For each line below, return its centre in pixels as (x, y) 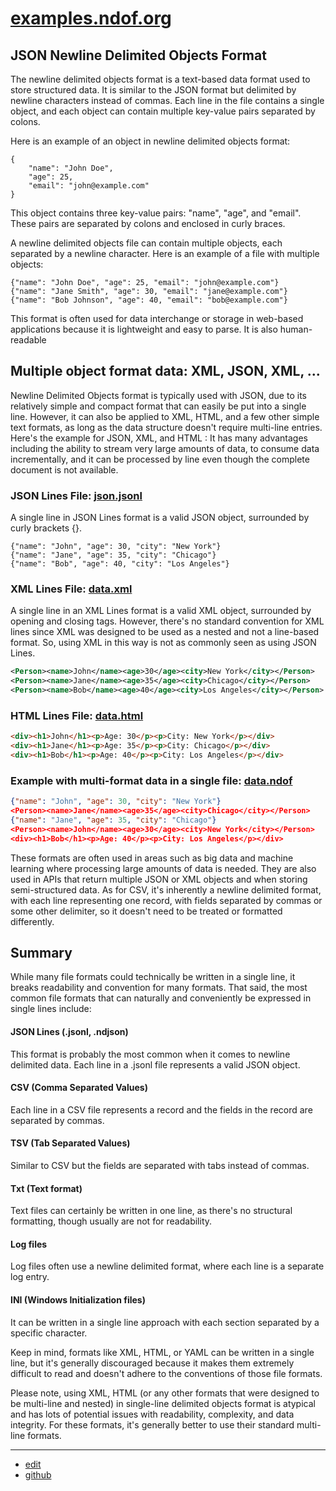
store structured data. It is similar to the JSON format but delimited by (153, 90)
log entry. (30, 1277)
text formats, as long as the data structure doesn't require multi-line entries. (166, 427)
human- (296, 329)
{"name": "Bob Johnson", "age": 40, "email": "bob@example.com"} (149, 300)
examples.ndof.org (91, 18)
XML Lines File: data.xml (71, 589)
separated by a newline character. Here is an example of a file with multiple (165, 253)
